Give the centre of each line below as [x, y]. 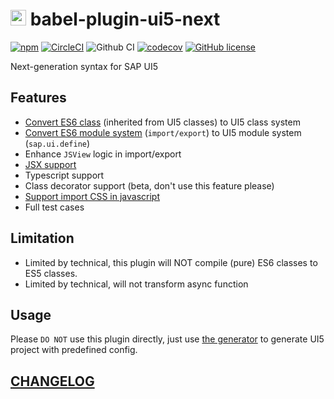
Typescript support [64, 175]
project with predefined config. [74, 350]
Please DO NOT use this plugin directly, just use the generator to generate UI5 [167, 339]
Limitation [42, 238]
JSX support [50, 164]
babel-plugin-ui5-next [125, 19]
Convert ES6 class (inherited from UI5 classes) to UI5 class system [162, 122]
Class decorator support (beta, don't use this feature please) [149, 185]
